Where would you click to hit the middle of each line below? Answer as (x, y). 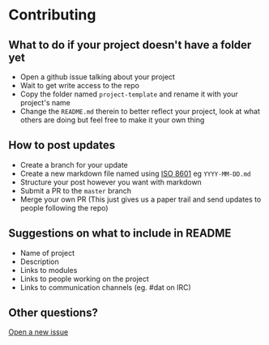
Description (39, 262)
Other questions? (53, 313)
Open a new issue (38, 332)
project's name (45, 102)
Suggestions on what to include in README (120, 234)
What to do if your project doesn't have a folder (130, 45)
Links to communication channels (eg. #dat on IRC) (106, 287)
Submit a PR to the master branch (76, 190)
